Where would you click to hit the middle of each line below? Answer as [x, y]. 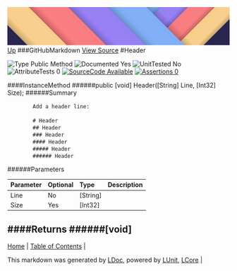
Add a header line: [61, 106]
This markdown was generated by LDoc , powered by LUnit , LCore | [105, 260]
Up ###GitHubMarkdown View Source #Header [77, 50]
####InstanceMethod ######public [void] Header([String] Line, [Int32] [112, 85]
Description [125, 185]
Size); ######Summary [42, 93]
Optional [61, 185]
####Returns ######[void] [69, 229]
